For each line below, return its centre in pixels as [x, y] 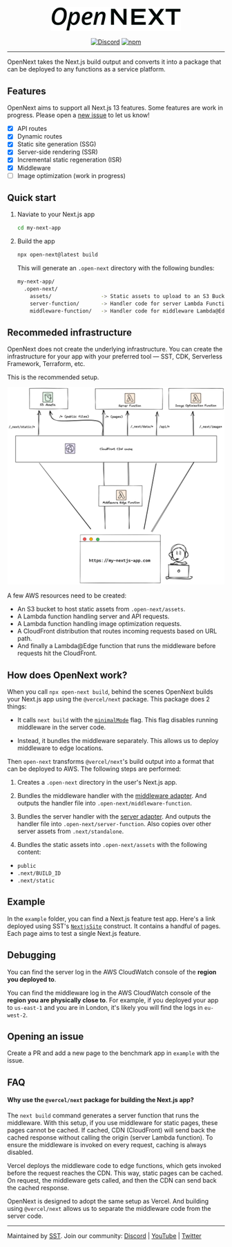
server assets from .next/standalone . [70, 831]
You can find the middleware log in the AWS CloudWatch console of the [109, 993]
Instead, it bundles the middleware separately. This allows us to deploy [118, 740]
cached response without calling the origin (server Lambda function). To [110, 1137]
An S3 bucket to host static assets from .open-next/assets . [101, 609]
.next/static [36, 880]
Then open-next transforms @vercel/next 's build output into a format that [110, 761]
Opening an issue [46, 1036]
